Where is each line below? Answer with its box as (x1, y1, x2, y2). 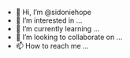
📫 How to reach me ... (15, 42, 89, 50)
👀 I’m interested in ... (15, 16, 83, 25)
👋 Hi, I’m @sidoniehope (15, 8, 92, 16)
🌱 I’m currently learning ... (15, 24, 100, 33)
